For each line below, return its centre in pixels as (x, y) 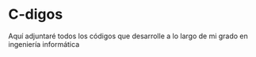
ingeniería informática (44, 44)
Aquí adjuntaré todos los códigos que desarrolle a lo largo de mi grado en (128, 36)
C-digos (36, 14)
